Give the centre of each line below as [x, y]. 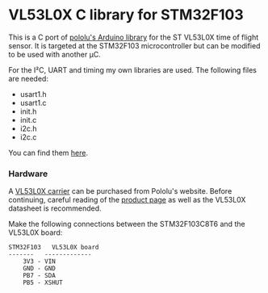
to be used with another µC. [54, 54]
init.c [28, 119]
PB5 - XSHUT [43, 283]
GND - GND [40, 269]
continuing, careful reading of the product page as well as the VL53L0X [127, 200]
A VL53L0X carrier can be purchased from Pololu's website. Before [120, 191]
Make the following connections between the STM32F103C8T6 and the [127, 224]
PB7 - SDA [40, 276]
